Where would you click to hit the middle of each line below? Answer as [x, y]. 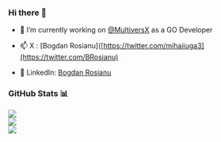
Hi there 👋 [28, 13]
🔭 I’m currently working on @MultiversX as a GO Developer [116, 30]
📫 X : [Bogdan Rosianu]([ [61, 46]
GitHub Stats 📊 [38, 94]
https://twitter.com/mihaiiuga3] [153, 46]
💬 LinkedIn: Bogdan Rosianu [65, 73]
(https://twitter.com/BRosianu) [69, 57]
